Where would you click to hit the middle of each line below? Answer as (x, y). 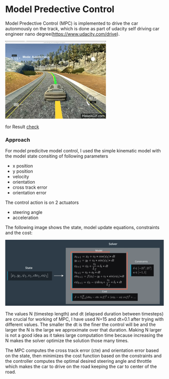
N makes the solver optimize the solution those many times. (67, 341)
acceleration (25, 218)
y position (23, 171)
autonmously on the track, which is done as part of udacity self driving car (82, 28)
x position (23, 166)
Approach (18, 140)
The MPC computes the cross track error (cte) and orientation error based (82, 350)
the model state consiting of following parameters (57, 156)
